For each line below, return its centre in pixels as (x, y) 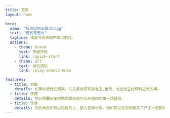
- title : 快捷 (24, 94)
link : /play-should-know (45, 71)
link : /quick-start (39, 56)
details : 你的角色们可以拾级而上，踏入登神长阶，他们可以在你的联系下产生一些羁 (89, 108)
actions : (19, 43)
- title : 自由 (24, 84)
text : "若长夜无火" (28, 33)
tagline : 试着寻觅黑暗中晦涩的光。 (43, 38)
